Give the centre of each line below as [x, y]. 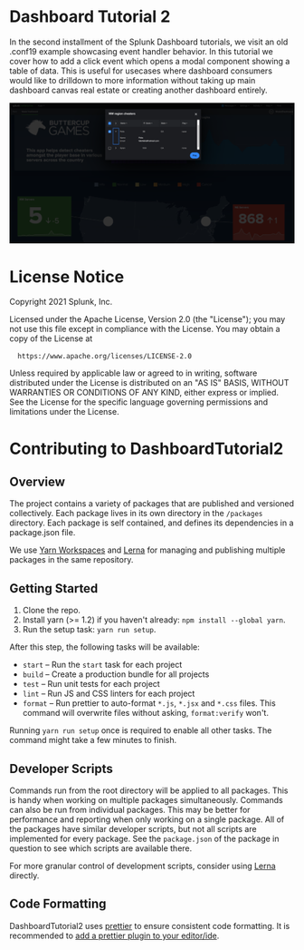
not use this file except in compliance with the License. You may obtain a [145, 329]
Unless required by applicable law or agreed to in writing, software [133, 373]
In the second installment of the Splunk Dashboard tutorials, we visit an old [149, 42]
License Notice [67, 276]
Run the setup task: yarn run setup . [89, 630]
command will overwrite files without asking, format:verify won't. [146, 713]
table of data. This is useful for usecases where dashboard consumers [141, 71]
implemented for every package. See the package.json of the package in [144, 839]
